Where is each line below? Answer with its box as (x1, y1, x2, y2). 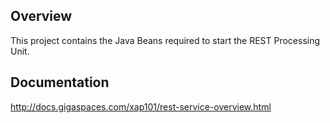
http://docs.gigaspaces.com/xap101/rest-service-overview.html (10, 100, 272, 113)
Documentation (10, 74, 110, 91)
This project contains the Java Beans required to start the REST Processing (10, 34, 321, 46)
